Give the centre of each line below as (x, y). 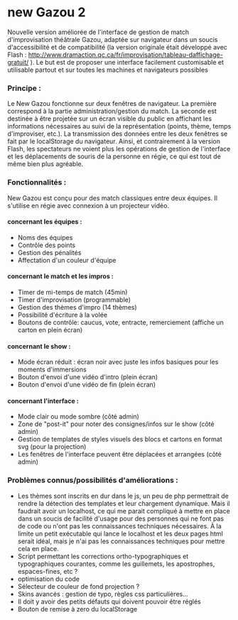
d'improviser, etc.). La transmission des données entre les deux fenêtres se (118, 134)
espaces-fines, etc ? (48, 571)
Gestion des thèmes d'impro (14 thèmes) (77, 307)
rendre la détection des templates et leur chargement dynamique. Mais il (124, 503)
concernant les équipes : (45, 222)
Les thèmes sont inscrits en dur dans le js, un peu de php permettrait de (123, 496)
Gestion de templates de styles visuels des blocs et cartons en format (120, 439)
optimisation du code (49, 579)
